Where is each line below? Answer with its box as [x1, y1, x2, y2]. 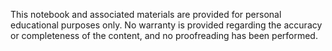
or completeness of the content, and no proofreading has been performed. [10, 30, 318, 41]
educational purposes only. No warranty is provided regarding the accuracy [10, 19, 323, 31]
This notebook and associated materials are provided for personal [10, 9, 282, 20]
